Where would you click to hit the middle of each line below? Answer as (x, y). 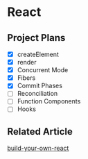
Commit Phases (39, 86)
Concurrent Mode (43, 70)
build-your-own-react (38, 148)
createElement (38, 54)
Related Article (40, 132)
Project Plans (36, 38)
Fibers (26, 78)
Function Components (49, 101)
